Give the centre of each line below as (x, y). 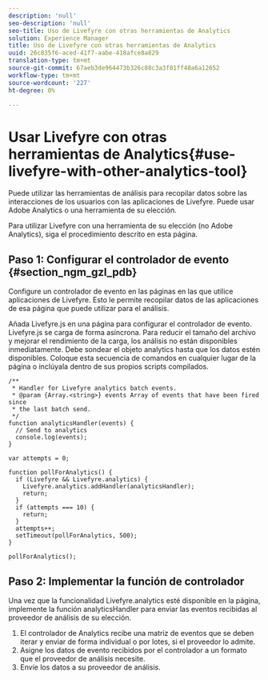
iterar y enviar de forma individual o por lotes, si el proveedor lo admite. (138, 642)
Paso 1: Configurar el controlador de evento (119, 259)
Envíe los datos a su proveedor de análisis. (90, 667)
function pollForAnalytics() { (60, 473)
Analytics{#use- (180, 154)
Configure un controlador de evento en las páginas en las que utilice (121, 291)
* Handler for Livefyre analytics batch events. (94, 389)
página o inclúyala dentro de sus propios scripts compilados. (109, 366)
